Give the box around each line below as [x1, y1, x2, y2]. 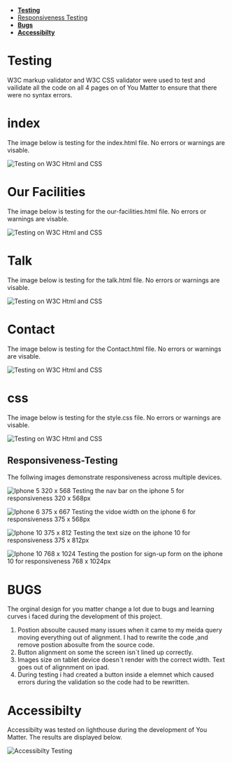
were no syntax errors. [7, 90, 73, 99]
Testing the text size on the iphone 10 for [73, 529, 191, 537]
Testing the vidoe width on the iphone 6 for [71, 508, 196, 516]
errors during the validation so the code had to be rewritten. [17, 678, 190, 686]
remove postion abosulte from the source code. [17, 641, 155, 649]
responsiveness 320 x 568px [7, 494, 91, 503]
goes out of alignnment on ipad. [17, 663, 110, 672]
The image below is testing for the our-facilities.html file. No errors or [7, 207, 207, 216]
